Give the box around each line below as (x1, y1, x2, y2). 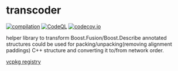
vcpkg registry (6, 58, 41, 65)
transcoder (6, 4, 61, 17)
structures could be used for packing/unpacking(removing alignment (6, 40, 172, 48)
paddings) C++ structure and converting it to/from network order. (6, 46, 164, 53)
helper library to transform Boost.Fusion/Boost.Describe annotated (6, 34, 167, 41)
